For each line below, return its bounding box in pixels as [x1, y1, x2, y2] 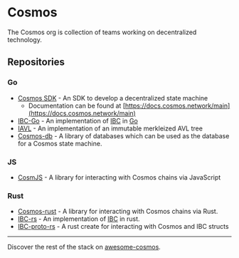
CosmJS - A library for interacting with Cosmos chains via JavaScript [17, 172, 221, 182]
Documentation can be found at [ [28, 101, 126, 110]
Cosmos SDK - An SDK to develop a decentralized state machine [17, 93, 208, 102]
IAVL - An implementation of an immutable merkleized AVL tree [17, 124, 203, 133]
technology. [7, 35, 43, 43]
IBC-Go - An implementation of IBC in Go [17, 116, 139, 125]
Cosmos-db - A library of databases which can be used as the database [17, 131, 230, 140]
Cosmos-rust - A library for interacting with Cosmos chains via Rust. [17, 207, 218, 216]
